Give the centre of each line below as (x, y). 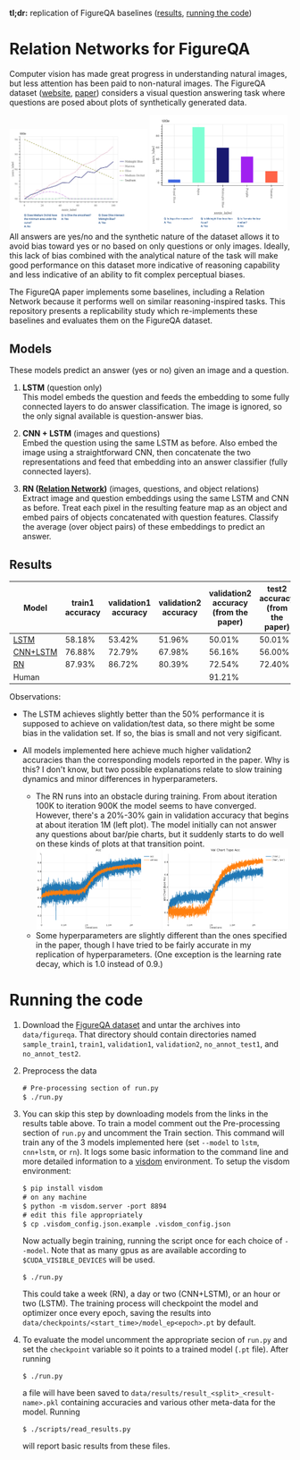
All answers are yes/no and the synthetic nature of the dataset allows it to (144, 237)
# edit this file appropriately (82, 1215)
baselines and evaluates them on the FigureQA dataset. (111, 320)
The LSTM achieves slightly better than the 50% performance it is (143, 714)
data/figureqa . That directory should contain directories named (139, 1034)
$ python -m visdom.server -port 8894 (94, 1206)
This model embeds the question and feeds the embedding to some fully (156, 397)
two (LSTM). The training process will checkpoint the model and (140, 1303)
